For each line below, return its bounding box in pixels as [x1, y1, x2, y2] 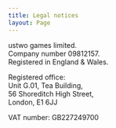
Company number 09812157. [8, 49, 100, 58]
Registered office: [8, 72, 66, 82]
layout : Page [8, 19, 51, 27]
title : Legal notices [8, 11, 79, 20]
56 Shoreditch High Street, [8, 89, 94, 98]
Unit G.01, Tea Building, [8, 80, 84, 90]
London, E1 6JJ [8, 97, 58, 107]
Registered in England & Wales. [8, 57, 109, 67]
